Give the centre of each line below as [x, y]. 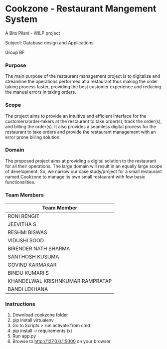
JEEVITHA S [22, 224]
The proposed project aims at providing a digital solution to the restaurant [81, 161]
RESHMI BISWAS [27, 232]
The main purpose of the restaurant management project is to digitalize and [83, 76]
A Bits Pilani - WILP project [33, 33]
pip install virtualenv [33, 320]
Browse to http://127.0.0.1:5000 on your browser [62, 342]
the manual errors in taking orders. [41, 92]
